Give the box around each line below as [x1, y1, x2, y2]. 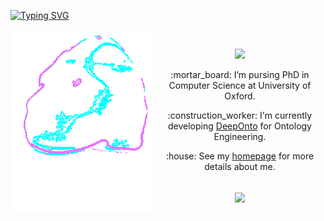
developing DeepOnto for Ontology [168, 120, 312, 132]
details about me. [204, 161, 276, 172]
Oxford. [224, 90, 256, 102]
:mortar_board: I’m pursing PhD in [170, 69, 310, 80]
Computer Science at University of [168, 80, 312, 91]
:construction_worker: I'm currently [167, 110, 313, 121]
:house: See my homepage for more [165, 150, 315, 162]
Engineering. [213, 131, 267, 142]
